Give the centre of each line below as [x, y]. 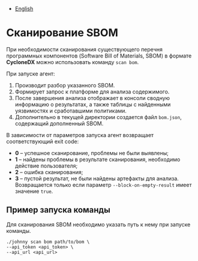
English [24, 9]
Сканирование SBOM [62, 33]
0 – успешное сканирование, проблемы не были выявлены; [92, 153]
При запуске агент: [31, 74]
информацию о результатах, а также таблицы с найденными [93, 104]
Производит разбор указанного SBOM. [65, 85]
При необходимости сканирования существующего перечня [85, 49]
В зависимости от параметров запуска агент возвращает [80, 135]
